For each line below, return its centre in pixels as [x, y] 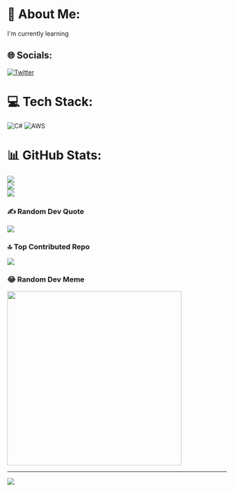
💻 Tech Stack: [50, 101]
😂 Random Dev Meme [46, 279]
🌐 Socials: [30, 55]
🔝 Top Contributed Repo [49, 247]
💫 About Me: [44, 14]
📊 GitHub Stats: [55, 155]
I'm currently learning [38, 33]
